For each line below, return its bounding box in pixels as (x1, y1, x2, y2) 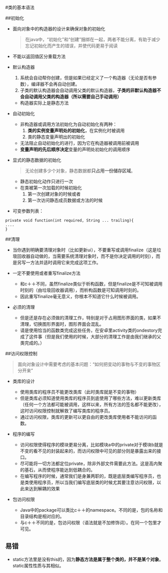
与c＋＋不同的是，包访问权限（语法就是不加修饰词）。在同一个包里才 (20, 520, 162, 525)
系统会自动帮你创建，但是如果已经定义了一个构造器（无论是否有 (20, 75, 152, 80)
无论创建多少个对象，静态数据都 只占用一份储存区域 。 (25, 168, 136, 173)
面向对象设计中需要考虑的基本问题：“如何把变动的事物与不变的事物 (17, 361, 156, 367)
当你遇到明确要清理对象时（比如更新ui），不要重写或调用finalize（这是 (12, 247, 157, 253)
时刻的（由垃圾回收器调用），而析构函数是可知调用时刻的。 (20, 287, 142, 293)
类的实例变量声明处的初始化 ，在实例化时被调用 (27, 128, 125, 133)
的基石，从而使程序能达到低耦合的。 (20, 467, 96, 472)
